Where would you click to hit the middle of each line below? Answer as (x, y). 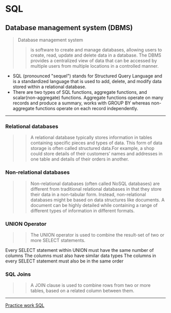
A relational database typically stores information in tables (91, 138)
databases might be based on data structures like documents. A (97, 200)
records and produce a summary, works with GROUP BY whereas (81, 103)
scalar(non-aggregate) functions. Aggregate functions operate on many (88, 98)
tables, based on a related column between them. (82, 291)
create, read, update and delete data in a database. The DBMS (96, 55)
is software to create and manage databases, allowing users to (96, 50)
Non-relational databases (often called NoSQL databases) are (95, 184)
